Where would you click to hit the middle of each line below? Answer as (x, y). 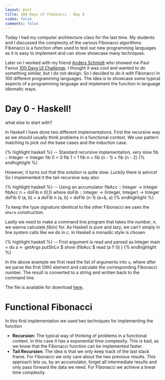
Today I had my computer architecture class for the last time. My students (80, 38)
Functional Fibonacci (49, 307)
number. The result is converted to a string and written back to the (72, 272)
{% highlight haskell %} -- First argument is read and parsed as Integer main (82, 242)
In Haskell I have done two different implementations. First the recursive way (83, 132)
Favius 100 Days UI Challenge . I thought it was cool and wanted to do (75, 68)
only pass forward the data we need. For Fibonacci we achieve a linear (84, 367)
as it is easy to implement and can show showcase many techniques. (75, 53)
